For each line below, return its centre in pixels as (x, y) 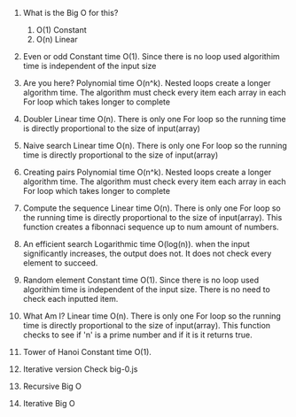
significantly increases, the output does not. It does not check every (147, 253)
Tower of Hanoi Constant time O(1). (87, 352)
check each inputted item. (70, 299)
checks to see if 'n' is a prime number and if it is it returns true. (137, 335)
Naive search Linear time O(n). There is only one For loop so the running (155, 146)
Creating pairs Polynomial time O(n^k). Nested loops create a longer (147, 172)
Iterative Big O (49, 403)
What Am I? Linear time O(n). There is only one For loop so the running (152, 316)
